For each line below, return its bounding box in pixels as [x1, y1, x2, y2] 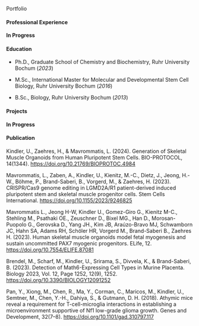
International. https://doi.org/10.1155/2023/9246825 [6, 197, 132, 204]
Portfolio [6, 5, 27, 12]
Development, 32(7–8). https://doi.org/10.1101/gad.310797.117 [6, 313, 154, 320]
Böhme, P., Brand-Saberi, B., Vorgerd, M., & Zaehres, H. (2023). [15, 178, 171, 185]
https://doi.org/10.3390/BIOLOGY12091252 [6, 276, 111, 283]
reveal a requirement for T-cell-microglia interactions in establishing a [6, 301, 177, 308]
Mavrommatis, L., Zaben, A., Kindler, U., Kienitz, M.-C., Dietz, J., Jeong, [6, 171, 181, 178]
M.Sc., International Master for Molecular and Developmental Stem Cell [14, 76, 189, 84]
